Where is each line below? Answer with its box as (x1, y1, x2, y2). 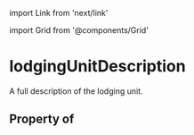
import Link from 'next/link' (9, 8, 109, 18)
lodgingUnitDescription (9, 56, 186, 77)
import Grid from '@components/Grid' (9, 25, 150, 35)
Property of (9, 112, 75, 127)
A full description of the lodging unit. (9, 85, 143, 97)
